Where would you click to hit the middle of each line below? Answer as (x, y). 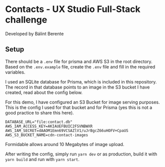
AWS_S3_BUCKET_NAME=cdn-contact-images (47, 135)
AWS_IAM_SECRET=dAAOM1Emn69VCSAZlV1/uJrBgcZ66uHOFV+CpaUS (67, 130)
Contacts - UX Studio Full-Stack (73, 9)
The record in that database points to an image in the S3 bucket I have (77, 87)
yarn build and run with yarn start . (42, 159)
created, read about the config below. (44, 92)
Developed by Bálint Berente (34, 33)
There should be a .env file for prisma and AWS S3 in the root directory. (79, 61)
